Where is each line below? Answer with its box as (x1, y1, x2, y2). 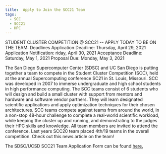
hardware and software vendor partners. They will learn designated (5, 96, 143, 102)
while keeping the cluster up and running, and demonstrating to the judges (5, 118, 158, 124)
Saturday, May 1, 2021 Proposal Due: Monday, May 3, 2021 (5, 55, 125, 61)
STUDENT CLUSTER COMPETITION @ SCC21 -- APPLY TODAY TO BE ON (5, 39, 157, 45)
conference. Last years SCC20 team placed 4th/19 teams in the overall (5, 128, 150, 134)
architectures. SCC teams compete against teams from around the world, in (5, 107, 160, 113)
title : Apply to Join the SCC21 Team (5, 7, 85, 12)
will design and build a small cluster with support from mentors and (5, 91, 143, 97)
